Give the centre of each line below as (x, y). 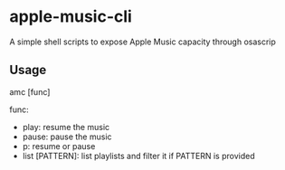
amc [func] (30, 91)
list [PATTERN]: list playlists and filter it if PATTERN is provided (138, 156)
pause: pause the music (67, 137)
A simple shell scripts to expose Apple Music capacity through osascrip (142, 42)
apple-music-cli (71, 17)
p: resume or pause (59, 146)
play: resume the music (66, 127)
